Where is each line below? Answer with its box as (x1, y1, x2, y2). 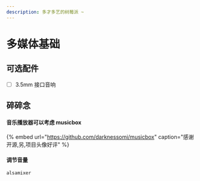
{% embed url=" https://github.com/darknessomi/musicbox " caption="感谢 (6, 133, 194, 141)
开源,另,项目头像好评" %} (6, 141, 70, 149)
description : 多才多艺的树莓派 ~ (6, 9, 84, 15)
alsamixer (6, 170, 32, 176)
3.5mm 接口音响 (15, 81, 56, 88)
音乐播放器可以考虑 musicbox (6, 119, 81, 126)
